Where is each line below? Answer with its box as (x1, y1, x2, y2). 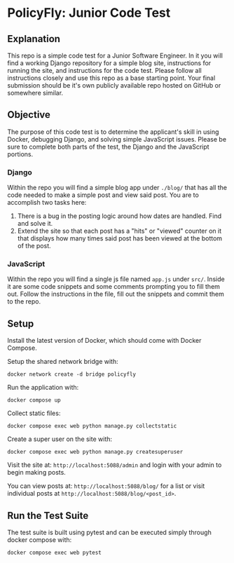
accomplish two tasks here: (7, 198, 87, 207)
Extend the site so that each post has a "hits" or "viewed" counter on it (17, 226, 222, 236)
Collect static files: (7, 409, 61, 418)
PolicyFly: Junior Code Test (7, 5, 171, 21)
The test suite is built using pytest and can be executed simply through (7, 528, 212, 537)
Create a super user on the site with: (7, 435, 113, 443)
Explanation (7, 33, 61, 45)
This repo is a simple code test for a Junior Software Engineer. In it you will (7, 51, 223, 60)
